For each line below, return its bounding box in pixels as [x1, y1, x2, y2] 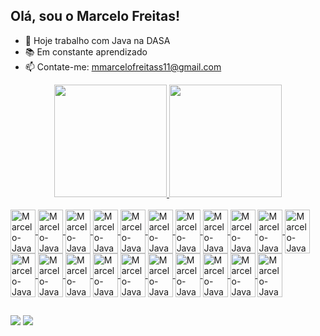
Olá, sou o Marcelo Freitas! [10, 8, 181, 25]
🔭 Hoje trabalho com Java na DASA [24, 34, 171, 46]
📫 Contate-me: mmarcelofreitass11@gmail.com [24, 60, 222, 73]
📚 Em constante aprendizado [24, 45, 148, 58]
